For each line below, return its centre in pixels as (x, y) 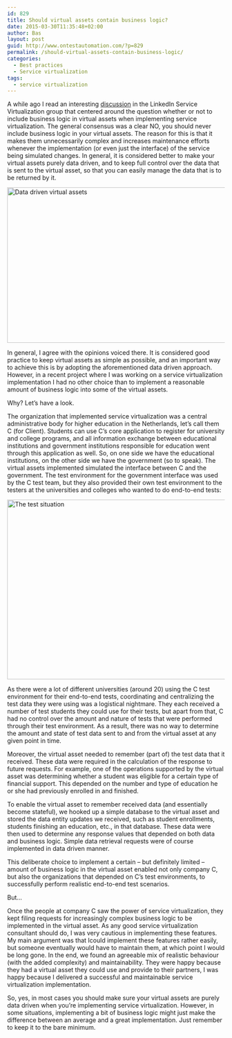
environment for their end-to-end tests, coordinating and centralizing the (111, 696)
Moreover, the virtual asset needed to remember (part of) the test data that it (116, 754)
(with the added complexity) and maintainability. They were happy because (114, 962)
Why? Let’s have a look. (41, 403)
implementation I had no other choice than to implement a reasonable (106, 382)
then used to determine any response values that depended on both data (111, 834)
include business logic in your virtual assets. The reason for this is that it (110, 134)
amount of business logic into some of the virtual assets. (88, 389)
